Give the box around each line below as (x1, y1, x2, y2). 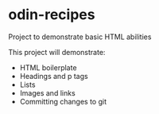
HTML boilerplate (19, 62, 77, 73)
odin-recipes (8, 6, 95, 24)
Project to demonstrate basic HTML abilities (8, 32, 152, 41)
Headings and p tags (19, 71, 89, 81)
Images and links (19, 88, 76, 97)
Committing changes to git (19, 96, 107, 106)
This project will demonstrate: (8, 47, 106, 57)
